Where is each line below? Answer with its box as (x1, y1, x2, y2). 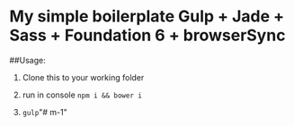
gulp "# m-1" (22, 106, 67, 117)
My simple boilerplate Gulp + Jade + (9, 6, 285, 27)
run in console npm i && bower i (22, 89, 142, 100)
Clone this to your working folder (22, 71, 145, 82)
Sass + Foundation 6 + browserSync (9, 25, 286, 46)
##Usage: (9, 55, 47, 65)
